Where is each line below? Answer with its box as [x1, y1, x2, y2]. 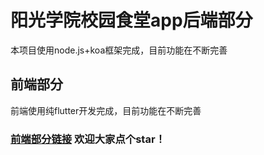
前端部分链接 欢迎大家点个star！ [10, 132, 166, 146]
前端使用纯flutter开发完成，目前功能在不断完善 [10, 104, 202, 116]
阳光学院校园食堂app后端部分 [10, 9, 253, 32]
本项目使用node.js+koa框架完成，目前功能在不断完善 [10, 44, 228, 56]
